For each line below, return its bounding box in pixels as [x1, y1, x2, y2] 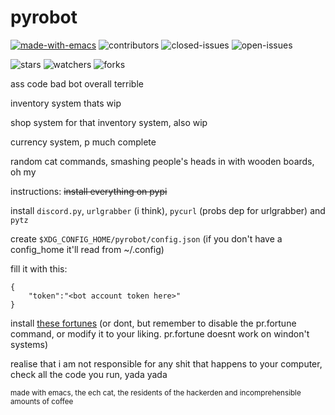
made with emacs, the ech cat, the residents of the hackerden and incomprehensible [10, 387, 302, 398]
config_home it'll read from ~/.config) [10, 243, 165, 255]
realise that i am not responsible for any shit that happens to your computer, [10, 357, 323, 370]
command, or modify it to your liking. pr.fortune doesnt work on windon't [10, 327, 310, 340]
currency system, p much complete [10, 136, 157, 148]
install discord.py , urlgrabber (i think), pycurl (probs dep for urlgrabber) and [10, 204, 326, 216]
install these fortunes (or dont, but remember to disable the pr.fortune [10, 317, 297, 329]
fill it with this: [10, 262, 68, 275]
